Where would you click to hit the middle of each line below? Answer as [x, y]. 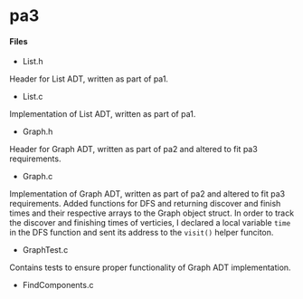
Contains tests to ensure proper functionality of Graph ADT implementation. [150, 267]
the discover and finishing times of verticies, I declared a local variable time [150, 223]
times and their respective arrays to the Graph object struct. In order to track [152, 213]
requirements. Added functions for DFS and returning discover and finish [145, 204]
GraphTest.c [45, 250]
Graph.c [38, 177]
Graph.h [38, 131]
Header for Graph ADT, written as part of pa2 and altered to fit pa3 [133, 149]
